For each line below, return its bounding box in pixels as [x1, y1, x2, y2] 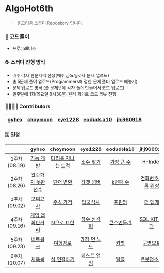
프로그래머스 [12, 45, 37, 51]
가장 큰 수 [110, 159, 131, 166]
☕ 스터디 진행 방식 [5, 59, 45, 66]
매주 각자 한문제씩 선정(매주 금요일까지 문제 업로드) [12, 72, 109, 78]
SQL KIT [139, 216, 159, 223]
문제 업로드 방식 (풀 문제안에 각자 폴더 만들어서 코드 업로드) [12, 84, 125, 91]
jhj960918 [117, 116, 142, 123]
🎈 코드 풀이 [5, 33, 29, 40]
